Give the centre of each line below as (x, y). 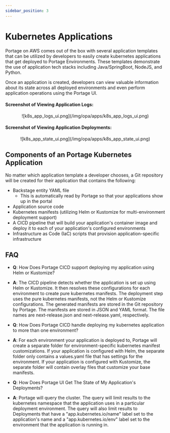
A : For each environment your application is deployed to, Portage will (85, 340)
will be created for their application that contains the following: (71, 180)
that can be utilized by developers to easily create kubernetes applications (83, 56)
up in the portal (36, 201)
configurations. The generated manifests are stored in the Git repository (88, 304)
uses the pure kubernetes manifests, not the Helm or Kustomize (79, 299)
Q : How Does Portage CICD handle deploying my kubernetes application (88, 325)
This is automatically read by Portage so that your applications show (92, 195)
